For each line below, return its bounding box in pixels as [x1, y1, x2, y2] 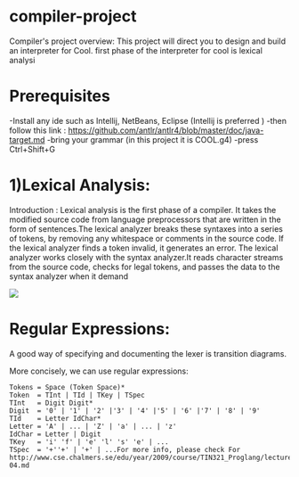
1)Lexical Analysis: [9, 176, 151, 195]
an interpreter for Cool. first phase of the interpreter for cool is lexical [9, 45, 263, 55]
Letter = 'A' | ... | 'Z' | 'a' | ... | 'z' [9, 422, 177, 431]
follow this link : [9, 125, 67, 136]
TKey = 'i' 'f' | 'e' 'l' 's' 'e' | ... [9, 437, 169, 447]
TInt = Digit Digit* [9, 399, 93, 407]
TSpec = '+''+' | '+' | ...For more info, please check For [9, 445, 241, 454]
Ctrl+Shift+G [9, 144, 56, 154]
